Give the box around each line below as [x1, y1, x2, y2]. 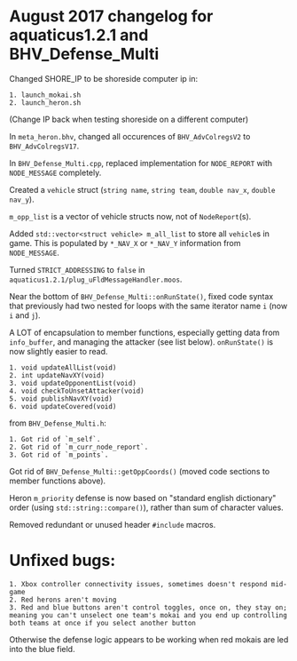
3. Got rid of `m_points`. [9, 450, 109, 459]
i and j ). [9, 309, 42, 321]
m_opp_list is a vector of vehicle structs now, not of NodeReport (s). [9, 211, 252, 221]
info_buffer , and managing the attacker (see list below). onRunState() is [9, 336, 273, 347]
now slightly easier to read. [9, 346, 108, 356]
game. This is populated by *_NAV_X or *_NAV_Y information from [9, 237, 241, 248]
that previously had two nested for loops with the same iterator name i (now [9, 300, 288, 311]
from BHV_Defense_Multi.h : [9, 418, 106, 428]
